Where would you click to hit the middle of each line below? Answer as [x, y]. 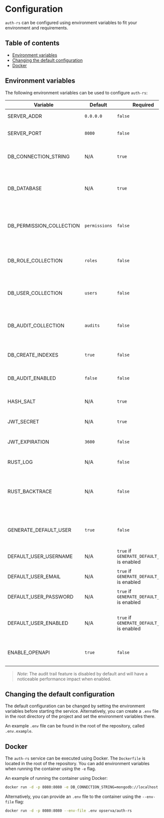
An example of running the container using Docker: [56, 778]
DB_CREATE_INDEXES [33, 355]
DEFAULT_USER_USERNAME [40, 556]
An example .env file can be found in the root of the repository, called [75, 726]
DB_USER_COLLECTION [35, 293]
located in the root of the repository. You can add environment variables [77, 764]
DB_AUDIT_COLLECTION [36, 325]
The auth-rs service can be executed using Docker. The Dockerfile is [75, 758]
